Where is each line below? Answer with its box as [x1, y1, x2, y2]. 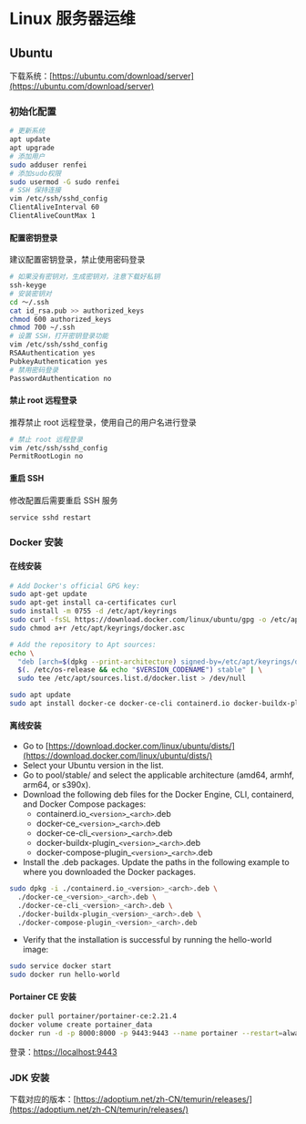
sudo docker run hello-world [9, 970, 120, 980]
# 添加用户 [9, 151, 46, 160]
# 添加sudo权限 [9, 169, 62, 178]
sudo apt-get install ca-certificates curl [9, 598, 178, 607]
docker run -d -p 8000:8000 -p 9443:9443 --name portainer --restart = [9, 1029, 283, 1038]
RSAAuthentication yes [9, 348, 96, 357]
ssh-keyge [9, 281, 47, 290]
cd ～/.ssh [9, 297, 50, 306]
